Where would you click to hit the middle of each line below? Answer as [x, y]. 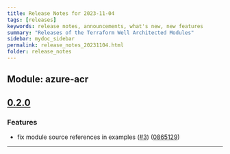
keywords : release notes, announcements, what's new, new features [105, 26]
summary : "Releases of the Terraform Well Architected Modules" [101, 33]
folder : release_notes [39, 52]
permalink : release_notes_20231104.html [66, 45]
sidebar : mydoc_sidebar [41, 39]
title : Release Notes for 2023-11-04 [61, 13]
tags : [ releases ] [32, 20]
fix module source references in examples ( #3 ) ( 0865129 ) [98, 137]
